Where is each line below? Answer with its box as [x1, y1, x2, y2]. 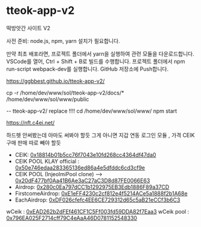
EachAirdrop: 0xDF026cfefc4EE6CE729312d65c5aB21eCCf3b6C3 [14, 196, 180, 203]
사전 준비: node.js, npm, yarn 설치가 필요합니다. [6, 37, 121, 44]
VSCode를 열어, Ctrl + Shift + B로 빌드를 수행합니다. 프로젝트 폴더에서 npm [6, 58, 185, 65]
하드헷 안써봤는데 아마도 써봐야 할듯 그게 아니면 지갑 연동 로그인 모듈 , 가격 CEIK [6, 131, 195, 139]
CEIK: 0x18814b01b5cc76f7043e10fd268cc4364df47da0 [14, 151, 156, 158]
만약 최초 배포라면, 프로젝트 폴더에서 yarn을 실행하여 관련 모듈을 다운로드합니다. [6, 50, 194, 58]
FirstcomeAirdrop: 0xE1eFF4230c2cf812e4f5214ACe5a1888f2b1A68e [14, 189, 188, 197]
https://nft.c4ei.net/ [6, 119, 55, 126]
